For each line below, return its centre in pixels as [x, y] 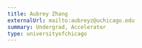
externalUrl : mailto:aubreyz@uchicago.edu [71, 20]
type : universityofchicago [47, 34]
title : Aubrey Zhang [38, 14]
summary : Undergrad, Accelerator [57, 27]
